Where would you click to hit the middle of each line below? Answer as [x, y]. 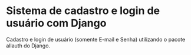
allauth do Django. [28, 46]
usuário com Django [56, 23]
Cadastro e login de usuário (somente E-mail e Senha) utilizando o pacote [96, 39]
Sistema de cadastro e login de [83, 11]
